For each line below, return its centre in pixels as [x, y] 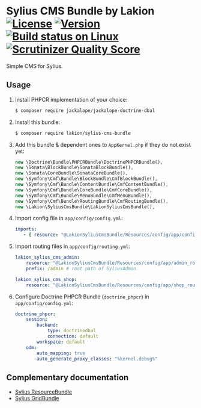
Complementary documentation [67, 377]
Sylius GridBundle [37, 398]
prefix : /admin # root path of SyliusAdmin [81, 268]
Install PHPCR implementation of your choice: [71, 99]
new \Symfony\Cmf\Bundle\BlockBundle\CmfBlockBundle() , [86, 179]
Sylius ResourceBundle [43, 392]
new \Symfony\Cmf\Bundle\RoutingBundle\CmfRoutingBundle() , [91, 201]
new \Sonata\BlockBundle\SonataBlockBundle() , [74, 168]
